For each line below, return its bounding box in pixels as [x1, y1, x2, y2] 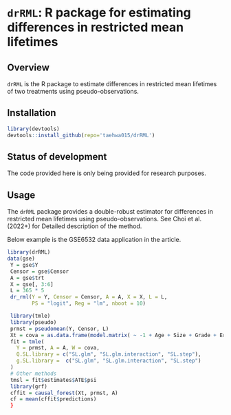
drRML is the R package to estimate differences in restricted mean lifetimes [7, 80, 217, 88]
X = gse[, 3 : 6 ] [10, 281, 54, 287]
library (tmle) [10, 312, 51, 320]
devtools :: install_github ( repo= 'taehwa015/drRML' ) [7, 132, 155, 139]
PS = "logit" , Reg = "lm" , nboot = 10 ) [32, 300, 146, 307]
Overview [7, 61, 50, 73]
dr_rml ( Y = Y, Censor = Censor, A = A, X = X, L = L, [10, 294, 168, 301]
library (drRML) [7, 249, 51, 256]
